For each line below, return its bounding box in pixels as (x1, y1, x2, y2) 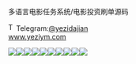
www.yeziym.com (8, 32, 66, 41)
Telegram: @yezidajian (16, 24, 89, 33)
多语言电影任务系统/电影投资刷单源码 (8, 7, 129, 16)
